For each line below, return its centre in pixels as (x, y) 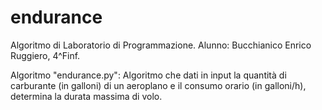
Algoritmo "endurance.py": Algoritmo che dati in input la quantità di (148, 75)
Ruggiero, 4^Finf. (45, 55)
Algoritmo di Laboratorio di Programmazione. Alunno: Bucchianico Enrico (161, 45)
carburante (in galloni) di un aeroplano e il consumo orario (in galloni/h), (158, 85)
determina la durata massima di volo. (86, 96)
